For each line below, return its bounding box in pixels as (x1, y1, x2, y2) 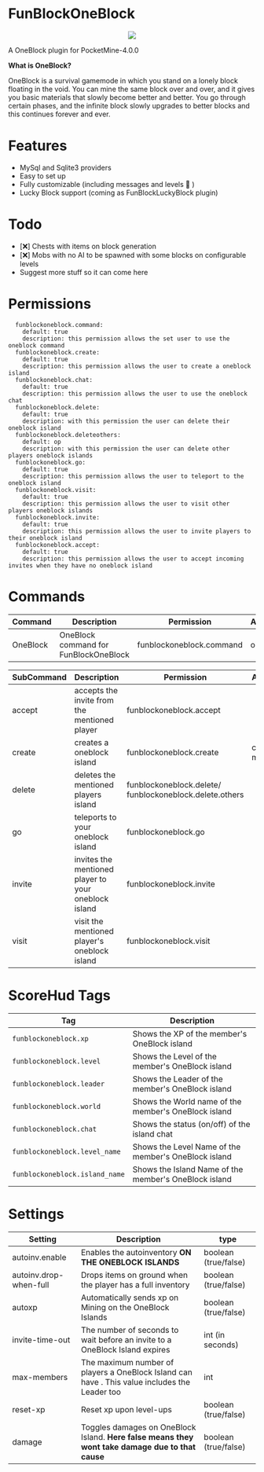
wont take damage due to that (81, 1441, 196, 1452)
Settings (8, 1205, 64, 1223)
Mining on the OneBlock (81, 1301, 170, 1312)
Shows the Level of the (132, 1051, 218, 1062)
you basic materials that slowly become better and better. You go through (8, 92, 246, 102)
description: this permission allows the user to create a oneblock (22, 362, 251, 370)
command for (59, 639, 109, 650)
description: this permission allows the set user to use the (22, 335, 230, 343)
